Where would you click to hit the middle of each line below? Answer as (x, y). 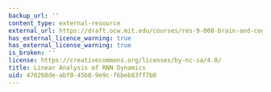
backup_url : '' (34, 16)
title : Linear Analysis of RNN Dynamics (77, 68)
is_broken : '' (32, 53)
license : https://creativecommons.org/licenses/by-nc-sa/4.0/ (115, 61)
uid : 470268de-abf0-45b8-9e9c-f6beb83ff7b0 (83, 75)
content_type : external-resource (65, 23)
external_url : (32, 30)
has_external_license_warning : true (70, 46)
